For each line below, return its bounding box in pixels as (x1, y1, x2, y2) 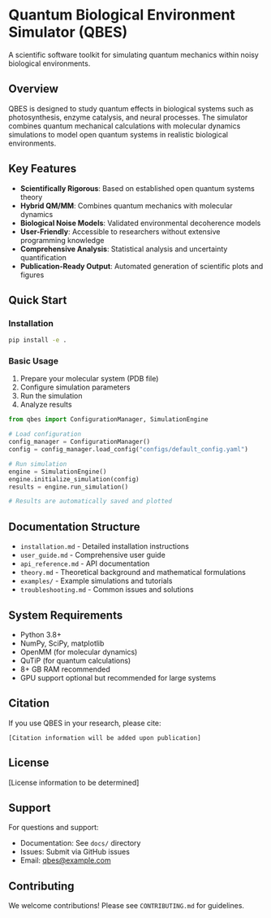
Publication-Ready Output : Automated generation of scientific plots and (19, 261, 264, 271)
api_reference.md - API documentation (19, 559, 150, 568)
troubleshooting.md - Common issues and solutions (19, 585, 194, 594)
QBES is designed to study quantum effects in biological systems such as (8, 103, 254, 113)
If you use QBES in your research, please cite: (8, 718, 161, 728)
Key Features (8, 162, 77, 176)
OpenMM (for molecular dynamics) (19, 646, 138, 656)
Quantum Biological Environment (8, 6, 235, 24)
